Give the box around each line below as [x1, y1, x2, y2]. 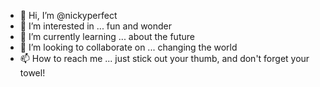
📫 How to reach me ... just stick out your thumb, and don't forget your [19, 53, 310, 64]
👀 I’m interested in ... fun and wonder [19, 20, 173, 32]
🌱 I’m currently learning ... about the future [19, 31, 195, 42]
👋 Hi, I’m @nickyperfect [19, 10, 118, 21]
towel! [19, 67, 46, 79]
